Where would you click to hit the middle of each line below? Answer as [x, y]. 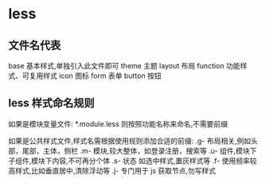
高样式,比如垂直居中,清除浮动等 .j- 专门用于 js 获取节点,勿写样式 [112, 170]
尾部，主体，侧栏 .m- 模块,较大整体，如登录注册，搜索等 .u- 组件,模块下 [139, 150]
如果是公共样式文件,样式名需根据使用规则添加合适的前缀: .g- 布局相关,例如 [130, 141]
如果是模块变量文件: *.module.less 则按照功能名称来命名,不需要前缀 [118, 123]
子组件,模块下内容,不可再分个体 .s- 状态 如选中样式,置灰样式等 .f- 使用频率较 [133, 161]
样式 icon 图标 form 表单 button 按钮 [102, 76]
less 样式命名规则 [51, 103]
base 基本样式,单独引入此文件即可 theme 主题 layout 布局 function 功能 [124, 66]
